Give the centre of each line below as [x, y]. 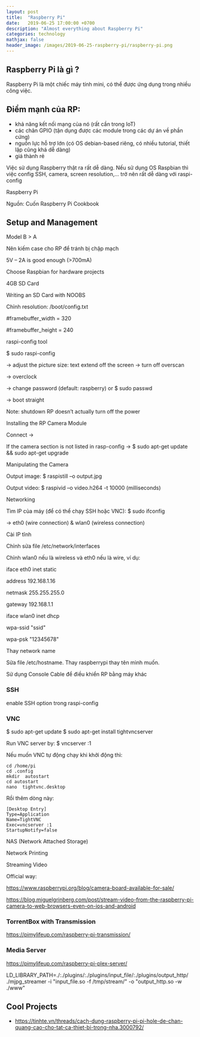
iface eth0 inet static [31, 569]
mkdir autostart [28, 776]
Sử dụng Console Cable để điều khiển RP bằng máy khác [77, 675]
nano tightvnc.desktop [36, 787]
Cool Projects [32, 1007]
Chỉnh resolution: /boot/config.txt [47, 307]
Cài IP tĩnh [19, 534]
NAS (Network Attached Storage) [47, 841]
